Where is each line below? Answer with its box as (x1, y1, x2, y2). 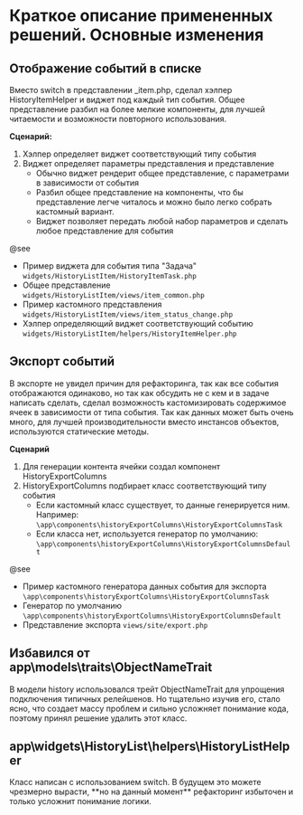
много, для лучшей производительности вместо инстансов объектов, (9, 416, 280, 427)
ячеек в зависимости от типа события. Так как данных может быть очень (9, 406, 294, 417)
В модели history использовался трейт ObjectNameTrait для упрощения (9, 684, 285, 695)
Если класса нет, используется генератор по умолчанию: (35, 528, 259, 539)
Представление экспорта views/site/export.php (22, 619, 208, 630)
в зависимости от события (35, 177, 140, 188)
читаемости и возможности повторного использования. (9, 114, 227, 124)
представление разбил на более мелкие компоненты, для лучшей (9, 104, 266, 114)
